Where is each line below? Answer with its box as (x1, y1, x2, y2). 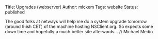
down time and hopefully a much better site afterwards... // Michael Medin (5, 29, 153, 34)
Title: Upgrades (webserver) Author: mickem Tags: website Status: (5, 4, 138, 10)
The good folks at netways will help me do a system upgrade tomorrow (5, 19, 147, 24)
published (5, 9, 25, 15)
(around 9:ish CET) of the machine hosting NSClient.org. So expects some (5, 24, 154, 29)
